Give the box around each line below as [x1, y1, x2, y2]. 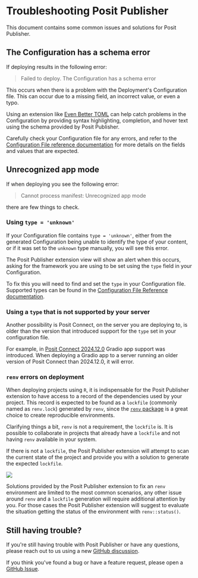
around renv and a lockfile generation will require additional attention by [6, 495, 186, 502]
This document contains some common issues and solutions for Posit [6, 24, 177, 31]
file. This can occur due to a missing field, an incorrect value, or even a [6, 92, 180, 99]
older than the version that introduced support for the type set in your [6, 327, 177, 335]
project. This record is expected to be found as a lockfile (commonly [6, 399, 177, 406]
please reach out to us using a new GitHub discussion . [6, 548, 140, 555]
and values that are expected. [6, 147, 79, 154]
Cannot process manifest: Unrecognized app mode [20, 192, 146, 199]
